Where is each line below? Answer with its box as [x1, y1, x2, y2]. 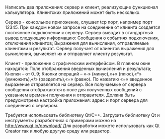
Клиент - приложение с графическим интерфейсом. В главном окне [5, 61, 151, 66]
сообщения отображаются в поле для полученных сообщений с [5, 87, 142, 92]
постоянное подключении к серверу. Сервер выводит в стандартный [5, 30, 153, 35]
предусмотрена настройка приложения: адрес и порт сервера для [5, 97, 148, 103]
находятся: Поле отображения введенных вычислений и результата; [5, 66, 152, 71]
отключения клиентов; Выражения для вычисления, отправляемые [5, 40, 149, 46]
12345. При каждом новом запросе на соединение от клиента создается [5, 24, 161, 30]
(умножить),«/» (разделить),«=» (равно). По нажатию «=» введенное [5, 76, 153, 82]
